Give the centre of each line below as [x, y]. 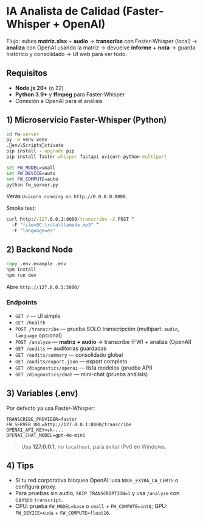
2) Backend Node [40, 250]
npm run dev [21, 275]
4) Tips [20, 466]
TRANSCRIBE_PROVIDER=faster [42, 419]
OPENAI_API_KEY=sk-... [35, 430]
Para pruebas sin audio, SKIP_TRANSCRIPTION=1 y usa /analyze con [97, 493]
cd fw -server [23, 134]
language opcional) [39, 335]
